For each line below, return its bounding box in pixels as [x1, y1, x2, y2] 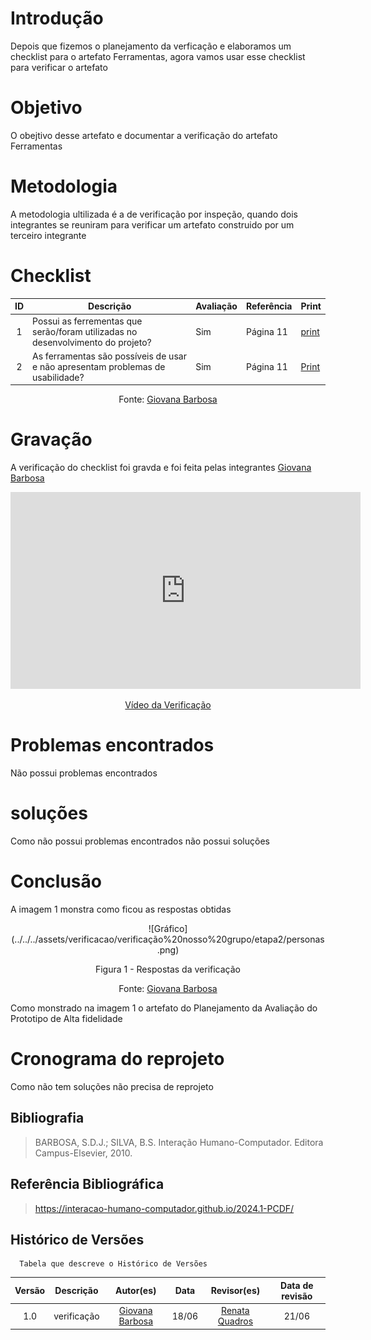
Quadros [217, 1315, 254, 1327]
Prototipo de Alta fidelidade [10, 1013, 123, 1024]
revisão [281, 1290, 313, 1302]
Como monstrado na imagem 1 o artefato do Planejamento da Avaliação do [10, 1002, 318, 1014]
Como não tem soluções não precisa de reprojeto [10, 1080, 214, 1092]
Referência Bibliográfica [10, 1176, 165, 1193]
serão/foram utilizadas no [32, 325, 138, 337]
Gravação [10, 428, 93, 451]
